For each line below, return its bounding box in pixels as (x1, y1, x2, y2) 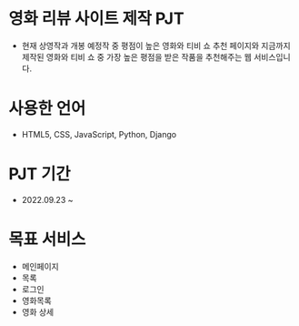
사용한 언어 (8, 98, 86, 119)
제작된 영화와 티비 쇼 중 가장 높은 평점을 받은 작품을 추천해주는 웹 (21, 51, 252, 62)
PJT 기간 (8, 164, 71, 185)
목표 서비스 (8, 229, 86, 250)
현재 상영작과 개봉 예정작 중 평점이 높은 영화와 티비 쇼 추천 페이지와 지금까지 (21, 40, 292, 51)
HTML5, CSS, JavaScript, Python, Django (21, 128, 177, 139)
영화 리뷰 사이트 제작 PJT (8, 8, 184, 29)
